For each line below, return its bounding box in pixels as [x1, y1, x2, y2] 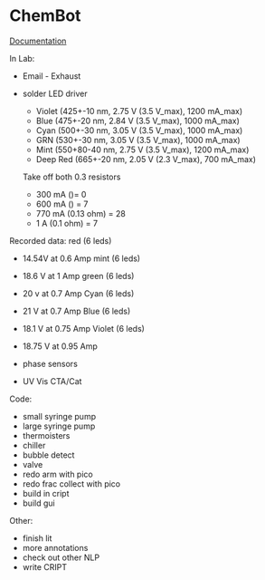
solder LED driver [22, 88, 88, 99]
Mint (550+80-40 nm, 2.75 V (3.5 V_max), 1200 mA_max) [35, 144, 250, 155]
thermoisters [22, 430, 71, 440]
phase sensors [22, 358, 79, 369]
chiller [22, 440, 46, 450]
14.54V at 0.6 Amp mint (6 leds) [22, 253, 141, 264]
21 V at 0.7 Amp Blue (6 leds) [22, 305, 131, 316]
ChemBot [9, 5, 81, 26]
